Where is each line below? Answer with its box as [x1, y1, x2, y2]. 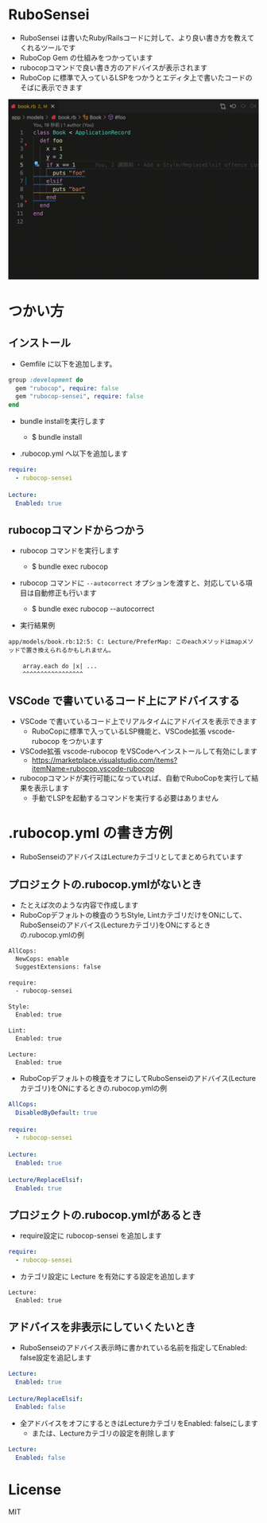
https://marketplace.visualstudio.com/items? [31, 755, 178, 765]
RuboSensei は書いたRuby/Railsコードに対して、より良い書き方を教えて [19, 33, 254, 42]
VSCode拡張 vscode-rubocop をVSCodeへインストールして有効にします [19, 746, 258, 756]
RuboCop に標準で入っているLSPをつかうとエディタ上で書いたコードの [19, 72, 253, 82]
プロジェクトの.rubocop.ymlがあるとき [8, 1208, 203, 1222]
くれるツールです [19, 42, 76, 53]
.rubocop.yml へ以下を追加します [19, 448, 129, 459]
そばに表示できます [19, 82, 83, 92]
